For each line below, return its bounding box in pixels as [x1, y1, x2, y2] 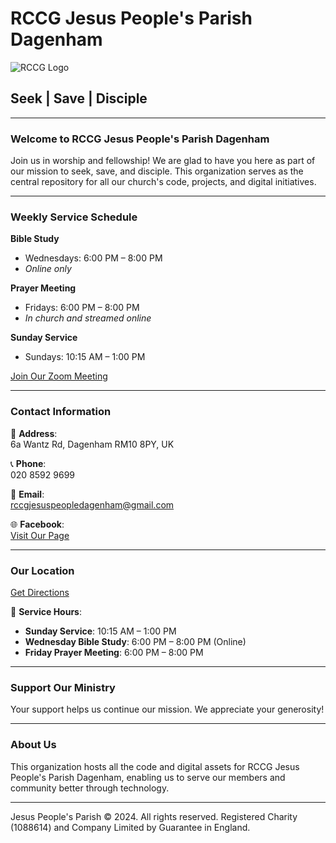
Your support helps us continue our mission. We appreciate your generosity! [10, 703, 325, 716]
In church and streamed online [24, 312, 152, 324]
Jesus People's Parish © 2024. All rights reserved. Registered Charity [10, 810, 298, 822]
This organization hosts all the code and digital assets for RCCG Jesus [10, 760, 300, 772]
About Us [10, 738, 57, 752]
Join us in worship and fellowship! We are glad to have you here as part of [10, 155, 316, 167]
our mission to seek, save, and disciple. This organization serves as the [10, 165, 304, 177]
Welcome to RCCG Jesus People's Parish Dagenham [10, 132, 270, 146]
